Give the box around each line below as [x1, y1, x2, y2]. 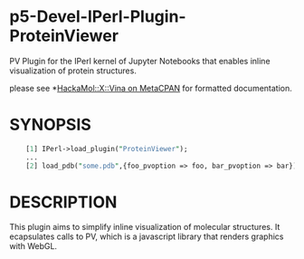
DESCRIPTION [9, 192, 118, 212]
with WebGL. [9, 241, 57, 252]
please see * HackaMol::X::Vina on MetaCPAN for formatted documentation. [9, 82, 292, 93]
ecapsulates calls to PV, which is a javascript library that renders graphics [9, 231, 284, 242]
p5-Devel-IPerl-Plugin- [9, 6, 187, 27]
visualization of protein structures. [9, 65, 138, 76]
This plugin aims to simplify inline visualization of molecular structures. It [9, 222, 280, 233]
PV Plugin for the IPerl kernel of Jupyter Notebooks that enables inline [9, 55, 271, 66]
